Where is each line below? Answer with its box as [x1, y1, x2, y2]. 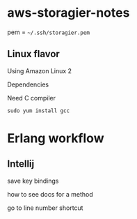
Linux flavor [7, 48, 61, 60]
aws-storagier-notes [7, 5, 130, 21]
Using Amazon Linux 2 [7, 66, 72, 75]
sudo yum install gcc [7, 107, 70, 114]
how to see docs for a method [7, 190, 93, 198]
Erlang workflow [7, 130, 104, 146]
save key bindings [7, 176, 59, 185]
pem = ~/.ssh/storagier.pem [7, 28, 90, 36]
